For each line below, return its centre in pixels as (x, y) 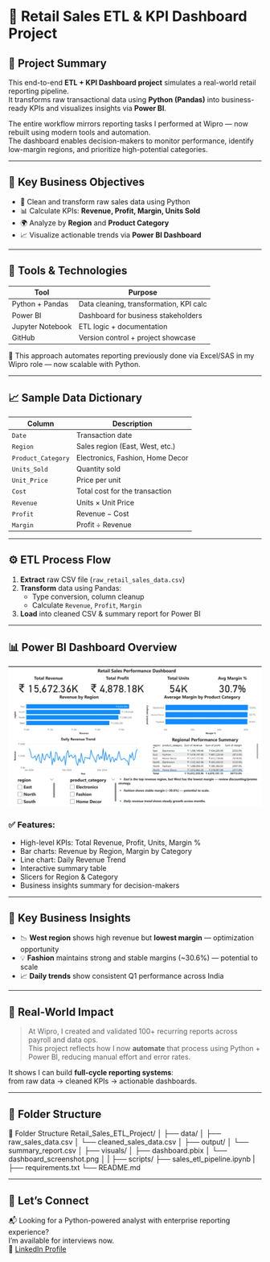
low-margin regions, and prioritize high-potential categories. (108, 149)
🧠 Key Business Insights (70, 918)
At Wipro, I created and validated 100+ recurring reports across (133, 1031)
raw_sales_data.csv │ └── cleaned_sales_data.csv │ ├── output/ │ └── (129, 1142)
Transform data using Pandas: (71, 588)
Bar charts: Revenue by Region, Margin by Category (106, 851)
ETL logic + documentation (123, 326)
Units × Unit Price (105, 502)
